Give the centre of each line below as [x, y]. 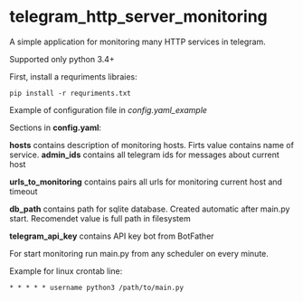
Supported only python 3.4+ [62, 59]
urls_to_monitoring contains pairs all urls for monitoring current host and [146, 182]
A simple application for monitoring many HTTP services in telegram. [138, 42]
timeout [24, 191]
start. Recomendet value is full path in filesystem [100, 218]
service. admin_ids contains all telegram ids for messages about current [145, 155]
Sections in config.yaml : [56, 127]
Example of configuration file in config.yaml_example [109, 109]
